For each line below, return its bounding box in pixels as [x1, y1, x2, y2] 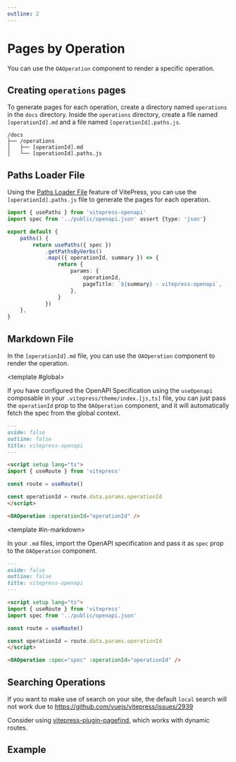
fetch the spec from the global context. [7, 409, 121, 417]
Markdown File [7, 332, 74, 345]
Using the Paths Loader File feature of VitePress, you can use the [7, 188, 197, 196]
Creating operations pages [7, 84, 126, 96]
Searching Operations [7, 676, 106, 688]
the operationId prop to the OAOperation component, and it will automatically [7, 401, 230, 409]
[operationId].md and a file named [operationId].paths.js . [7, 118, 181, 127]
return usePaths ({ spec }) [32, 241, 112, 249]
